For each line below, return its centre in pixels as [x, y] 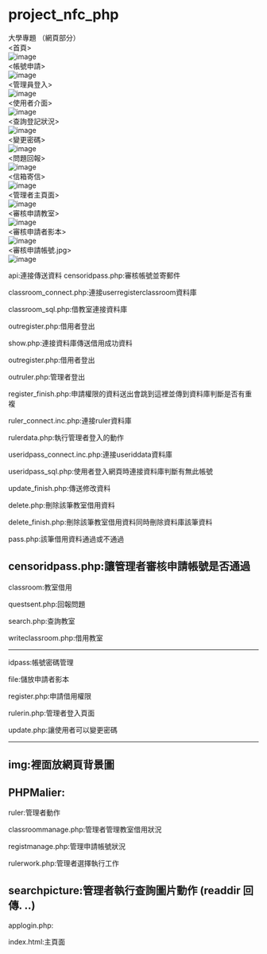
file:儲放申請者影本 [39, 679]
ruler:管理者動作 [35, 812]
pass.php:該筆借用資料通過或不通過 [66, 539]
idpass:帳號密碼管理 [41, 662]
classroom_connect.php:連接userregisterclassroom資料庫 [103, 292]
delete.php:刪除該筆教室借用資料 [62, 505]
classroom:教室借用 [41, 587]
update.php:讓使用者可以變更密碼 [63, 730]
